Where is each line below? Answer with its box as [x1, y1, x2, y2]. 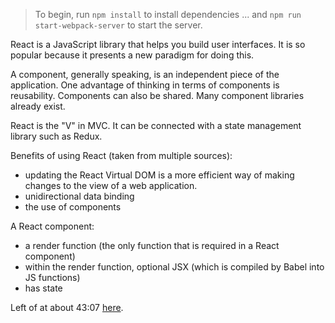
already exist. [10, 100, 66, 112]
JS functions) [24, 272, 81, 283]
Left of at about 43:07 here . [10, 302, 124, 313]
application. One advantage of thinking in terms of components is [10, 79, 280, 91]
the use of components [24, 201, 122, 213]
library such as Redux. [10, 130, 103, 142]
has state [24, 282, 63, 294]
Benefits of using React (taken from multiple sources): [10, 150, 233, 161]
